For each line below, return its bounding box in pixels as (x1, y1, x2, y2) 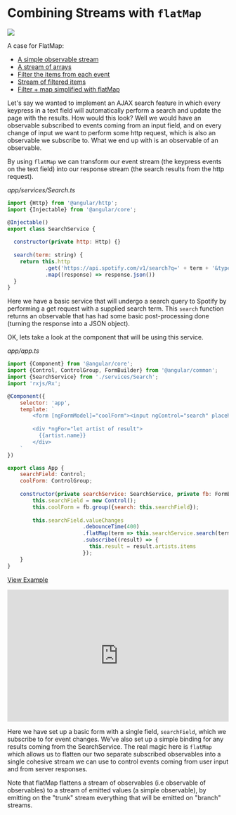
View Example (7, 576, 48, 584)
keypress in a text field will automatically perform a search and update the (7, 106, 221, 114)
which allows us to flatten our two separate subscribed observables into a (7, 749, 221, 758)
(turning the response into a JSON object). (7, 319, 130, 328)
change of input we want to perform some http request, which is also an (7, 128, 216, 137)
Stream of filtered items (17, 77, 86, 86)
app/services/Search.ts (7, 185, 76, 194)
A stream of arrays (17, 62, 72, 71)
